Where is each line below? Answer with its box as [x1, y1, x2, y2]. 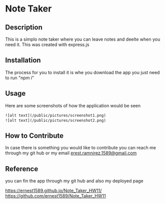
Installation [5, 56, 41, 65]
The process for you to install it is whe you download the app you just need [5, 69, 160, 75]
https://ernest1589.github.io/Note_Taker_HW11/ [5, 187, 102, 193]
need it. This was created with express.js [5, 42, 89, 48]
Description [5, 23, 42, 32]
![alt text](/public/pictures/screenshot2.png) [5, 118, 106, 123]
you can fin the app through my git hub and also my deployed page [5, 178, 143, 184]
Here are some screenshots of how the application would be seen [5, 102, 141, 108]
